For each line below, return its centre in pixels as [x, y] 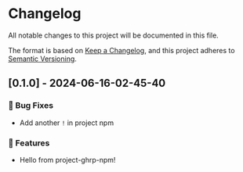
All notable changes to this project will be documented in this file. [114, 35]
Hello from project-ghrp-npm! [67, 159]
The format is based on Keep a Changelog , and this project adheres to [121, 50]
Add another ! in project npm [67, 123]
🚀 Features [29, 143]
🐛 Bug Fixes [31, 106]
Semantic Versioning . [42, 59]
